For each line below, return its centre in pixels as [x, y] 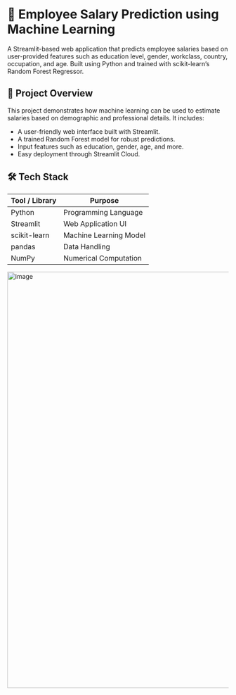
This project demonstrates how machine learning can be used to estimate [114, 110]
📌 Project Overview [50, 93]
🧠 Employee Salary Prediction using [113, 14]
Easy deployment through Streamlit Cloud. [79, 154]
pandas [23, 246]
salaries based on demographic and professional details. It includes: [106, 118]
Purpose [105, 200]
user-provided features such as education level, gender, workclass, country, [118, 56]
